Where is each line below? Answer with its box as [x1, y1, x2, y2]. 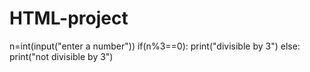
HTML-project [9, 7, 129, 30]
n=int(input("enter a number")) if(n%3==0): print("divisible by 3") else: [9, 40, 301, 52]
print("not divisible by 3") [9, 50, 114, 62]
